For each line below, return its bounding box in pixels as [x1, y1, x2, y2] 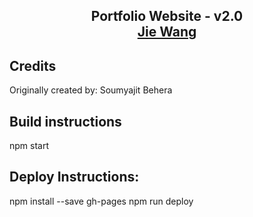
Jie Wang [137, 24, 197, 41]
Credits [9, 57, 57, 74]
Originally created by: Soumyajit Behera [9, 84, 173, 96]
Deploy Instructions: [9, 169, 140, 186]
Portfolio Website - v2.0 [90, 8, 244, 25]
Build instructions [9, 113, 122, 130]
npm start [9, 140, 50, 152]
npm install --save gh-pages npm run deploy [9, 195, 194, 207]
